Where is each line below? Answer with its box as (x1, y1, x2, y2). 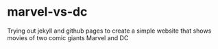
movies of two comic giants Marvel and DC (7, 33, 129, 42)
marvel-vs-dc (7, 4, 88, 20)
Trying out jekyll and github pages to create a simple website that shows (7, 27, 212, 35)
